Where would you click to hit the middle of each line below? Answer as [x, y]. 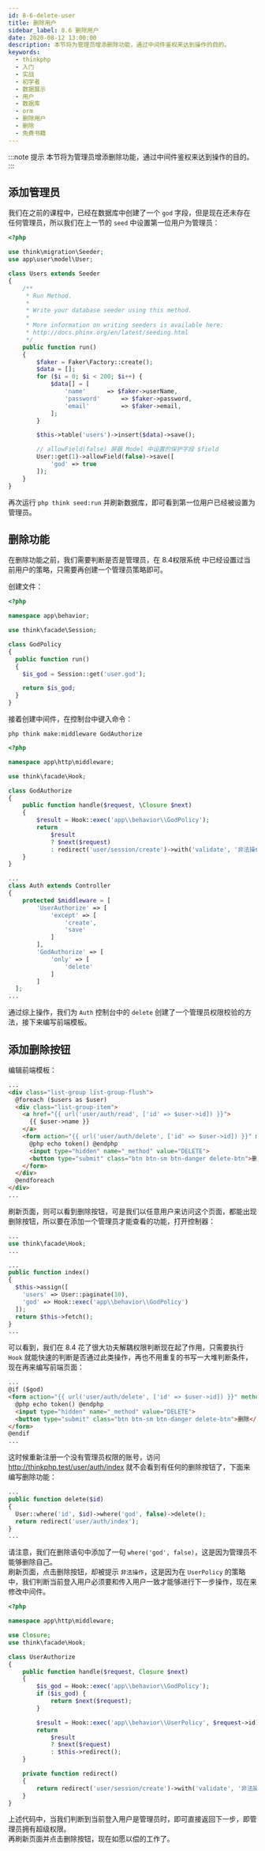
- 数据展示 [31, 89]
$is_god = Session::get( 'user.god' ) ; [84, 674]
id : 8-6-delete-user [42, 15]
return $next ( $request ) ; [91, 1701]
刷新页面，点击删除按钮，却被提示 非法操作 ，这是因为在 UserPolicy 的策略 [127, 1572]
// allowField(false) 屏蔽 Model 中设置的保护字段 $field [128, 449]
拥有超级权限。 [46, 1829]
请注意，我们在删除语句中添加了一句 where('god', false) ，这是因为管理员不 [132, 1552]
